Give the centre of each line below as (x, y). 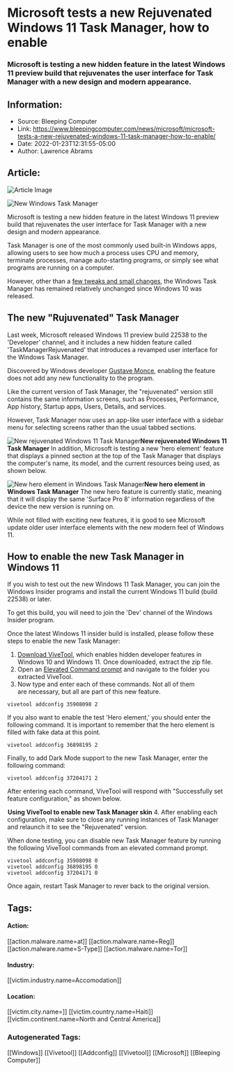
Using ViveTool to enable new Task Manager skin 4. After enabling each (113, 813)
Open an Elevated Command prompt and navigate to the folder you (114, 669)
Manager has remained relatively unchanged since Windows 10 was (104, 289)
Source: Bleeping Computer (57, 121)
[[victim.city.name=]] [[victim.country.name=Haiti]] (80, 1012)
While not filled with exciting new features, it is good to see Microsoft (106, 520)
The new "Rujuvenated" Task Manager (93, 318)
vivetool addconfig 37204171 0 (53, 873)
